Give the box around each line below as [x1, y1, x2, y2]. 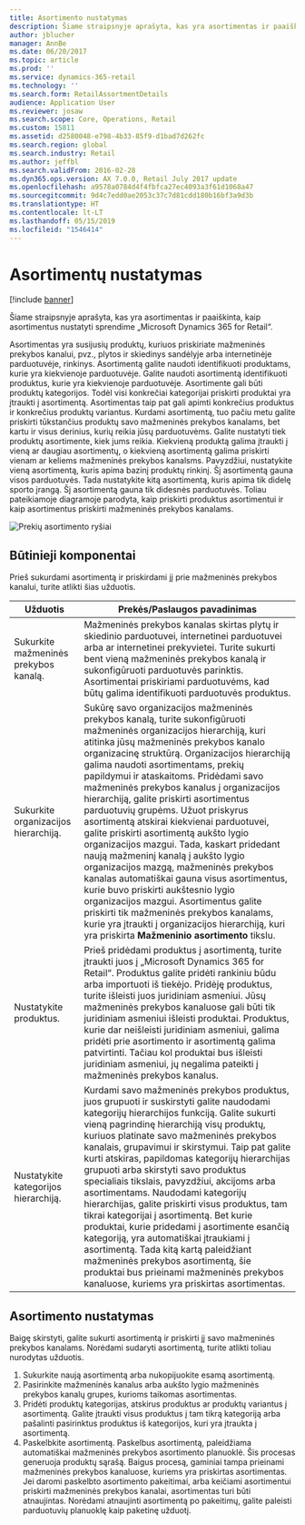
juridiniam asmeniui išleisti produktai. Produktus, [84, 1012, 290, 1025]
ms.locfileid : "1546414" [9, 225, 103, 234]
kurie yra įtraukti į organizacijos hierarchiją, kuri [84, 918, 286, 930]
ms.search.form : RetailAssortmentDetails [9, 89, 169, 98]
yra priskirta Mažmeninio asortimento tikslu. [84, 930, 276, 942]
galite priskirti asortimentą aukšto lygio [84, 827, 250, 839]
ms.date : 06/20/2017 [9, 47, 88, 56]
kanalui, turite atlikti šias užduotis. [9, 582, 136, 593]
